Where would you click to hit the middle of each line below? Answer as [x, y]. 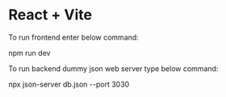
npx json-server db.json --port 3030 [69, 84]
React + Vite [50, 15]
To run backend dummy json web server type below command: [113, 68]
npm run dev [29, 53]
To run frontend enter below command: [73, 37]
